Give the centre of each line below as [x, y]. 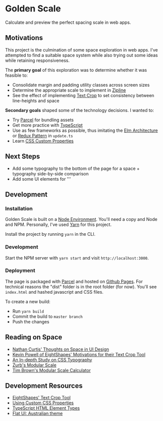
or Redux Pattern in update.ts [43, 135]
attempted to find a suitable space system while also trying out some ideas [81, 55]
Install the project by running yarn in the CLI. [50, 234]
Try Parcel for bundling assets [43, 120]
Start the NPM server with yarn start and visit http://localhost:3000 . [77, 258]
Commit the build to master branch [47, 316]
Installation [19, 209]
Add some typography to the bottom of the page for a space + [76, 168]
